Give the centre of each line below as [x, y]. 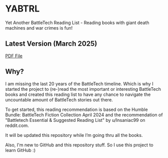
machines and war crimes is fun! [39, 28]
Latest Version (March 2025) [51, 44]
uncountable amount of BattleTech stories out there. [59, 100]
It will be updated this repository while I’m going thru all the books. [74, 135]
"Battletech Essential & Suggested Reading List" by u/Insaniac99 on [75, 120]
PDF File [14, 56]
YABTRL [23, 9]
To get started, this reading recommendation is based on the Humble [77, 109]
